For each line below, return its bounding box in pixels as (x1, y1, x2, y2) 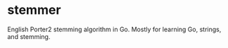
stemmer (7, 2, 61, 18)
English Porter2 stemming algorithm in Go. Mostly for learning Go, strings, (7, 25, 222, 33)
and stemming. (7, 32, 51, 40)
